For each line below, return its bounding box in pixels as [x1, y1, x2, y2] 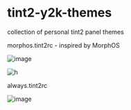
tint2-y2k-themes [7, 5, 112, 21]
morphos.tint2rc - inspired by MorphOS [7, 41, 120, 49]
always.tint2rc [7, 81, 48, 89]
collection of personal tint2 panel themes [7, 28, 125, 36]
